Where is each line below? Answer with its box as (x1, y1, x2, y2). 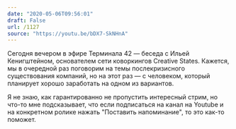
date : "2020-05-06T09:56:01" (7, 10, 94, 18)
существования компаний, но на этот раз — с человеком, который (7, 72, 210, 80)
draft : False (7, 17, 46, 24)
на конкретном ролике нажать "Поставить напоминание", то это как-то (7, 108, 225, 116)
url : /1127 (7, 23, 40, 30)
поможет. (7, 116, 37, 124)
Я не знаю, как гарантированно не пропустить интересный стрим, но (7, 93, 218, 102)
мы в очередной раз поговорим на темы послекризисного (7, 64, 186, 73)
